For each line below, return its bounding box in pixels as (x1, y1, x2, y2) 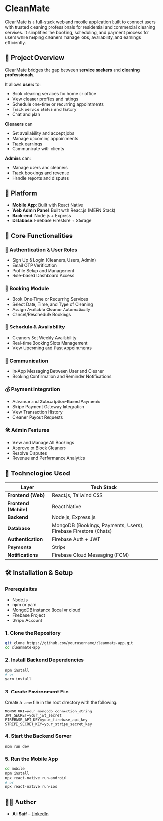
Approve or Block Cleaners (12, 445, 66, 451)
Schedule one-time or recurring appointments (12, 101, 104, 107)
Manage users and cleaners (12, 164, 68, 170)
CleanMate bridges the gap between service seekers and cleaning (5, 67, 140, 73)
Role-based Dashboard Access (12, 273, 75, 279)
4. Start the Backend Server (5, 733, 72, 740)
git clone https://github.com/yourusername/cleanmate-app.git (5, 640, 133, 645)
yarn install (5, 677, 32, 682)
